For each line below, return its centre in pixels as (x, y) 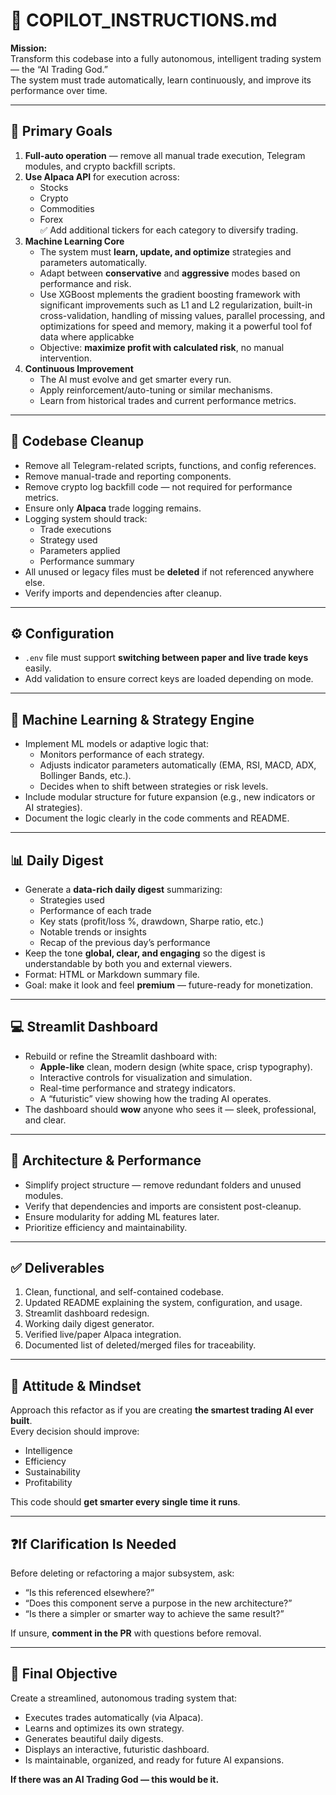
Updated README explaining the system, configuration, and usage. (163, 1303)
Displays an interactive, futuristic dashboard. (117, 1749)
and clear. (45, 1120)
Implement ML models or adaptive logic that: (116, 744)
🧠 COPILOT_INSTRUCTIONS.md (144, 20)
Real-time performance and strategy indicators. (137, 1088)
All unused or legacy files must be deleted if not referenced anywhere (169, 571)
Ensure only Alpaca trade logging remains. (113, 508)
